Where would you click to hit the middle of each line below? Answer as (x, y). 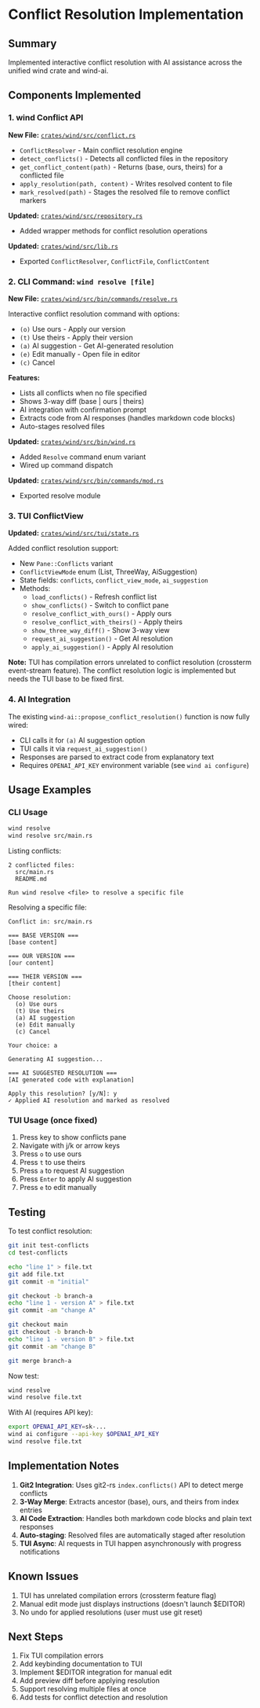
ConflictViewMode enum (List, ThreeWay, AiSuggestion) (108, 572)
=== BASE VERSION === (43, 936)
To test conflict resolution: (50, 1231)
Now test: (23, 1376)
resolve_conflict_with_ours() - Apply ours (101, 614)
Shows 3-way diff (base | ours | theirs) (82, 401)
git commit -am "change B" (52, 1346)
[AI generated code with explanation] (71, 1080)
